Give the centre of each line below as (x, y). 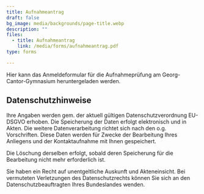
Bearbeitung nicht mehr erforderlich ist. (56, 159)
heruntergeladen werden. (89, 81)
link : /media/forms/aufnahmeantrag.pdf (68, 47)
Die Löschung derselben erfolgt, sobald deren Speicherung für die (90, 153)
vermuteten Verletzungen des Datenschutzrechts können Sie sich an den (98, 177)
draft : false (23, 18)
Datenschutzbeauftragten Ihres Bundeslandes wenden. (76, 184)
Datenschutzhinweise (49, 101)
